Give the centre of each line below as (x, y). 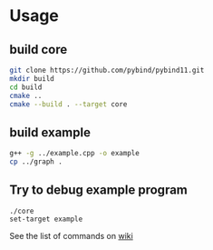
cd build (26, 87)
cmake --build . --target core (68, 104)
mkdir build (32, 78)
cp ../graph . (36, 162)
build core (39, 50)
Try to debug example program (99, 190)
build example (50, 132)
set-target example (46, 219)
